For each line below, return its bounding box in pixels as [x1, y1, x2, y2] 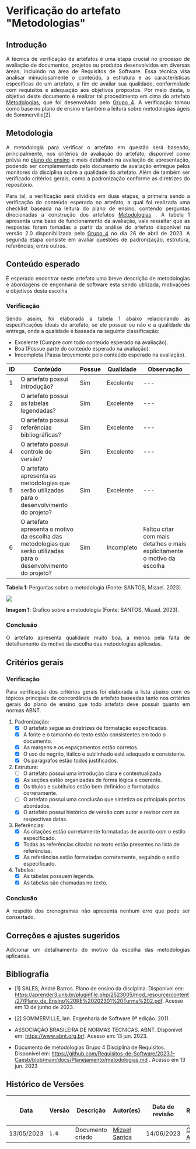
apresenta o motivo [20, 525, 74, 533]
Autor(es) [113, 1106, 141, 1114]
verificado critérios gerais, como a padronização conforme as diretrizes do [6, 174, 190, 182]
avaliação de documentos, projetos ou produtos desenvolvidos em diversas [6, 61, 190, 68]
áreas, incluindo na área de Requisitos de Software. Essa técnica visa [6, 68, 190, 74]
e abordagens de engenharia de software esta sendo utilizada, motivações [6, 281, 190, 288]
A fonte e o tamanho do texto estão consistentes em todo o [23, 730, 166, 738]
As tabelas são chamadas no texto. [23, 879, 108, 886]
